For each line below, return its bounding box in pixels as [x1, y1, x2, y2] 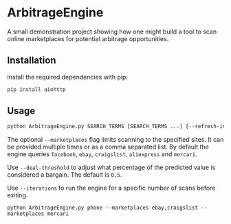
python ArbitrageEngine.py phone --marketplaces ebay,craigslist [7, 204, 198, 212]
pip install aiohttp [7, 86, 67, 93]
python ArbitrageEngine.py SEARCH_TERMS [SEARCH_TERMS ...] [7, 123, 184, 130]
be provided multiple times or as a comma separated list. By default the [7, 142, 210, 151]
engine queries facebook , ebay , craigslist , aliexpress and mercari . [7, 150, 197, 158]
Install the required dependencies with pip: [7, 73, 129, 81]
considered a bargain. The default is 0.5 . [7, 171, 122, 179]
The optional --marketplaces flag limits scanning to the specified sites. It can [7, 136, 224, 144]
